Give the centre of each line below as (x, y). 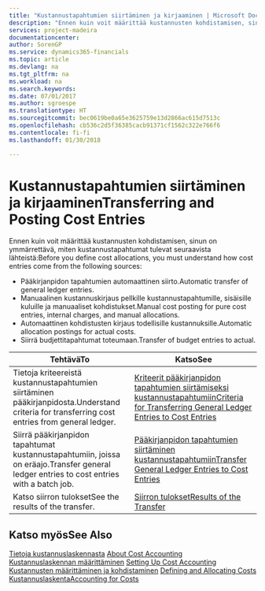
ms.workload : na (35, 81)
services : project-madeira (53, 30)
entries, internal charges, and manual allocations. (100, 315)
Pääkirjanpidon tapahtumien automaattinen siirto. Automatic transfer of (134, 281)
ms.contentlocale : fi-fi (50, 132)
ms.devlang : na (34, 67)
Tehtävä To (70, 359)
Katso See (193, 359)
